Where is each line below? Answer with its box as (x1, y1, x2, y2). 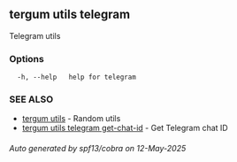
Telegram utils (9, 30, 61, 41)
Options (9, 52, 44, 65)
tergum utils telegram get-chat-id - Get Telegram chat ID (21, 123, 228, 134)
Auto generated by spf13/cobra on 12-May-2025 (9, 143, 187, 153)
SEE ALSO (9, 93, 54, 105)
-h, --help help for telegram (17, 73, 137, 82)
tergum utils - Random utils (21, 113, 121, 124)
